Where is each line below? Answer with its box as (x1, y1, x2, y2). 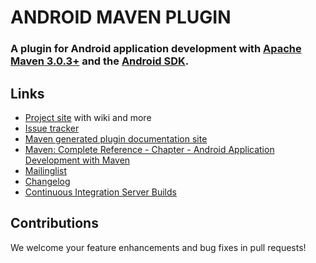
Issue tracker (24, 122, 80, 134)
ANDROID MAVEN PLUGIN (10, 6, 232, 29)
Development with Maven (24, 154, 131, 166)
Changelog (24, 175, 71, 187)
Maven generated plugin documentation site (24, 132, 208, 145)
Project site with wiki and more (24, 111, 152, 123)
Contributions (10, 215, 99, 232)
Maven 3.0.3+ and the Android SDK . (10, 54, 190, 68)
